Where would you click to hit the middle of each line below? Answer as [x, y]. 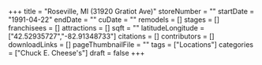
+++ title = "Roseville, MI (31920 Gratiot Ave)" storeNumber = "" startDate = [131, 11]
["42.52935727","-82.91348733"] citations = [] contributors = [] [111, 36]
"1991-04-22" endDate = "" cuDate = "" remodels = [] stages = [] [114, 20]
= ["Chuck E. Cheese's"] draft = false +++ [77, 53]
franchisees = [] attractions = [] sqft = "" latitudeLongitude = [107, 28]
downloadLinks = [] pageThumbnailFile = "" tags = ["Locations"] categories [131, 45]
